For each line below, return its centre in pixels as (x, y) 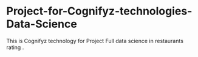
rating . (15, 47)
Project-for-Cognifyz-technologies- (99, 11)
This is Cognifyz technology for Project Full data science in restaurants (95, 41)
